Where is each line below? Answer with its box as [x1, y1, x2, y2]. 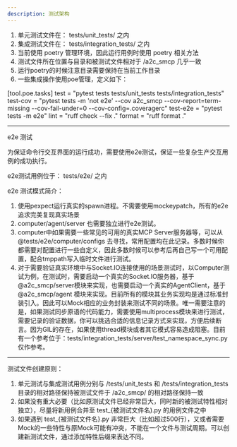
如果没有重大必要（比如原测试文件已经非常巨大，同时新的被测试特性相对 [17, 397, 228, 405]
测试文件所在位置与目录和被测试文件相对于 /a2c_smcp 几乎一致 [17, 57, 202, 66]
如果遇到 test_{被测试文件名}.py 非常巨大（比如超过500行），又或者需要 [17, 415, 224, 423]
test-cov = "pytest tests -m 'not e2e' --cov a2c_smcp [7, 96, 163, 105]
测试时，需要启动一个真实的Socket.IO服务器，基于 [48, 272, 195, 280]
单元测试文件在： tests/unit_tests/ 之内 [17, 30, 130, 39]
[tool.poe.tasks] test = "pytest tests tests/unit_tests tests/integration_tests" [7, 89, 224, 97]
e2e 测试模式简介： [7, 186, 63, 195]
